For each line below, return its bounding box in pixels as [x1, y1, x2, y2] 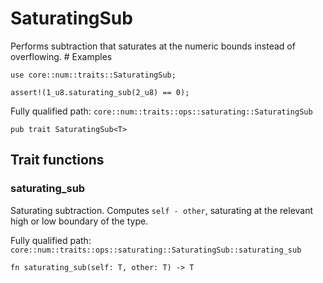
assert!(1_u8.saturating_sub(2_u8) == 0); [10, 87, 190, 97]
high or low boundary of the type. [10, 215, 149, 227]
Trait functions [10, 152, 105, 169]
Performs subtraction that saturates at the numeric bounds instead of [10, 40, 296, 52]
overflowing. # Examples [10, 50, 113, 62]
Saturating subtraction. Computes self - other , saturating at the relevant [10, 204, 314, 216]
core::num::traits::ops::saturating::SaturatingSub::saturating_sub [10, 245, 302, 255]
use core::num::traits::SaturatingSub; [10, 70, 177, 80]
